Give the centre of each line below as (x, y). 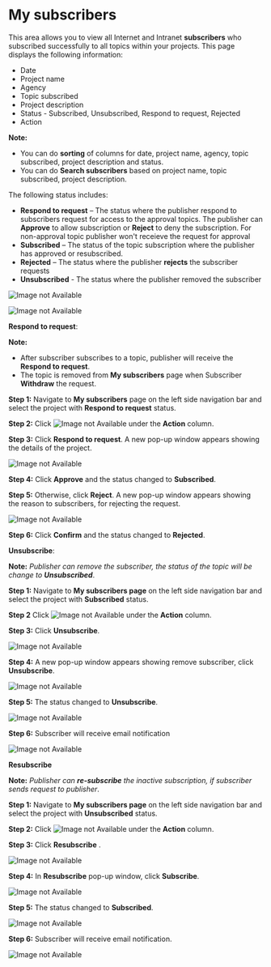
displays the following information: (66, 54)
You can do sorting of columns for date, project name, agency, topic (134, 153)
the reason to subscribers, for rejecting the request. (94, 503)
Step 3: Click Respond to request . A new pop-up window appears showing (134, 439)
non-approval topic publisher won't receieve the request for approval (135, 236)
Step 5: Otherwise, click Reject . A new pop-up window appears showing (130, 495)
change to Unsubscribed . (52, 575)
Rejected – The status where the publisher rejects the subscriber (129, 262)
